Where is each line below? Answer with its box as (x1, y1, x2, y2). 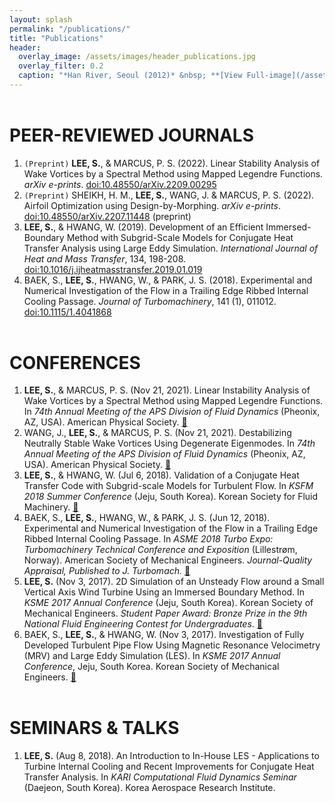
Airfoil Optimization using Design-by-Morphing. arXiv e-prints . (23, 199, 281, 211)
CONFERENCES (9, 351, 141, 374)
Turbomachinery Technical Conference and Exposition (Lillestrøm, (23, 544, 298, 556)
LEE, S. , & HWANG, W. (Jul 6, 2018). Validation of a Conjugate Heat (23, 469, 300, 481)
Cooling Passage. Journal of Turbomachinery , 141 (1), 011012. (23, 295, 277, 307)
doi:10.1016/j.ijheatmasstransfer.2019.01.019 (23, 263, 203, 275)
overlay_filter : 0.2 (18, 61, 104, 71)
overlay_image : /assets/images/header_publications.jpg (18, 52, 256, 62)
